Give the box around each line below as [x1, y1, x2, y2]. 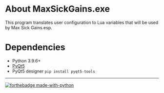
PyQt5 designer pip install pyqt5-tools [12, 68, 95, 74]
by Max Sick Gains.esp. [5, 24, 52, 30]
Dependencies [5, 42, 65, 53]
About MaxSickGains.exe [5, 3, 110, 15]
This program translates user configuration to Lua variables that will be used [5, 19, 159, 25]
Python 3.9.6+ [12, 57, 41, 64]
